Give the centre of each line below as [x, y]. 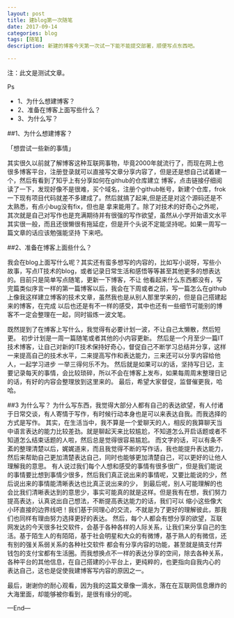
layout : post [26, 14]
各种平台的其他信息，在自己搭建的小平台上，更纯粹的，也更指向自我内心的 [114, 562]
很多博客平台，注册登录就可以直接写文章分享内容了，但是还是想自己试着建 [114, 172]
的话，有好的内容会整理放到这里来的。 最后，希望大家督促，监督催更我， [112, 381]
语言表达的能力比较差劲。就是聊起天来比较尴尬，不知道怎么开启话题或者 [117, 431]
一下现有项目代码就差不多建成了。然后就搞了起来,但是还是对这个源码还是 [112, 198]
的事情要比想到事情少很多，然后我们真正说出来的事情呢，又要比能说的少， [114, 475]
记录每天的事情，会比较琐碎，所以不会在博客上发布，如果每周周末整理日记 [120, 373]
